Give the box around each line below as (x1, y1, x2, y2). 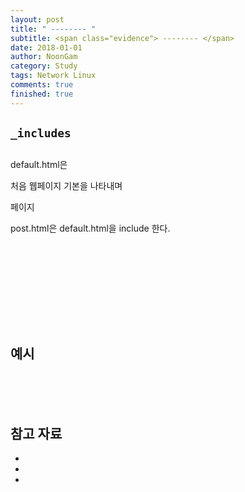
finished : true (10, 89, 74, 99)
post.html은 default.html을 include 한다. (10, 222, 171, 235)
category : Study (10, 61, 78, 71)
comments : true (10, 80, 74, 90)
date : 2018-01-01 (10, 42, 83, 53)
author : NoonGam (10, 52, 78, 62)
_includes (10, 126, 72, 141)
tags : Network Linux (10, 71, 97, 81)
